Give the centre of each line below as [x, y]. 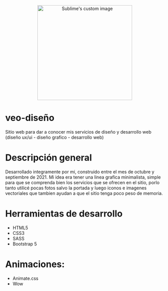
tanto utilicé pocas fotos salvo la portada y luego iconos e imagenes [76, 188]
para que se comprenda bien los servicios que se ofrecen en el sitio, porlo [82, 182]
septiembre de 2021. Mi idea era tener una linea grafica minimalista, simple [83, 177]
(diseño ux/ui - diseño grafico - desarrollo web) [55, 137]
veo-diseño [30, 118]
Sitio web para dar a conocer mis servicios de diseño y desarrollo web [78, 132]
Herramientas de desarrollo [64, 214]
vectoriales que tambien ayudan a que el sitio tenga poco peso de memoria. [84, 193]
